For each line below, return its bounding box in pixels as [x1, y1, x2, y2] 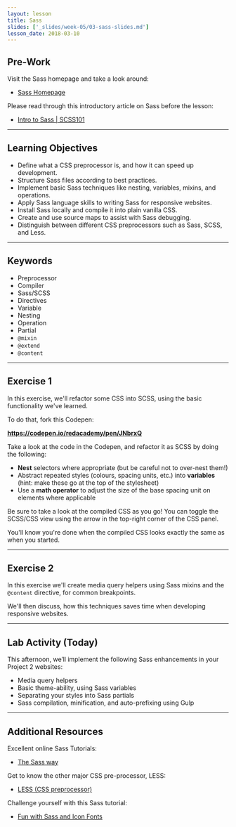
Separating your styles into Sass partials [17, 691, 135, 700]
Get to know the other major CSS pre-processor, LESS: [7, 771, 166, 780]
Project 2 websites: [7, 663, 63, 671]
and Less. [17, 228, 46, 236]
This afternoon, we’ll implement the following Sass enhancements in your [7, 655, 219, 664]
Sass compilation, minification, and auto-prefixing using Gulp [17, 698, 195, 707]
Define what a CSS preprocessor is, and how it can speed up [17, 161, 195, 169]
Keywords [7, 255, 53, 267]
